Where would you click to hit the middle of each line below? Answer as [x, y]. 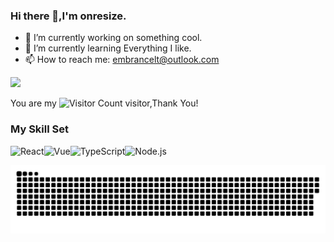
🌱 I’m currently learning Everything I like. [108, 48]
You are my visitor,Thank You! [104, 103]
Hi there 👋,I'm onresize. [68, 16]
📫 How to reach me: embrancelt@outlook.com [122, 60]
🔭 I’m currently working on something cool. [113, 38]
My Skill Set [39, 129]
